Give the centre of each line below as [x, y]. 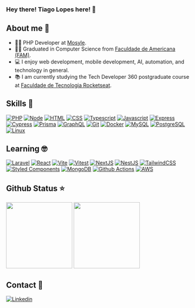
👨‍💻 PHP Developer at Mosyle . [51, 42]
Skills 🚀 [20, 104]
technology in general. [42, 70]
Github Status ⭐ [36, 188]
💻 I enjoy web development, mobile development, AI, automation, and [99, 62]
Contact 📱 [25, 285]
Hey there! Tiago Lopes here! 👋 [51, 9]
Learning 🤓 [27, 148]
